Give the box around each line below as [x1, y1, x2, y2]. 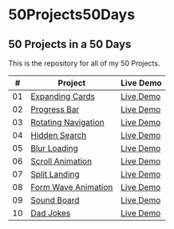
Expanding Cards [30, 91, 96, 101]
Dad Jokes [30, 207, 71, 219]
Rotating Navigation [30, 117, 105, 128]
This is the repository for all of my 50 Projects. [8, 58, 160, 68]
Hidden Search [30, 130, 87, 140]
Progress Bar [30, 104, 80, 115]
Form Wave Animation [30, 182, 113, 192]
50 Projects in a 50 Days [8, 38, 132, 51]
